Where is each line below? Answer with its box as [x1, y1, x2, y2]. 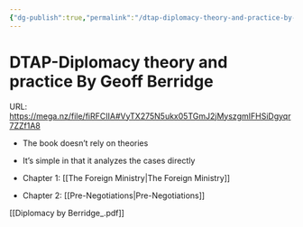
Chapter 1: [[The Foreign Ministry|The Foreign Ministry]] [22, 172, 231, 183]
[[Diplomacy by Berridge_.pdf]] [9, 207, 124, 218]
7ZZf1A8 [9, 120, 41, 131]
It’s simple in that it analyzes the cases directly [22, 155, 196, 166]
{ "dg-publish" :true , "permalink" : [9, 13, 135, 23]
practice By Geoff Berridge [9, 71, 214, 91]
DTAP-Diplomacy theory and [9, 51, 228, 72]
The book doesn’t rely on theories [22, 137, 149, 149]
